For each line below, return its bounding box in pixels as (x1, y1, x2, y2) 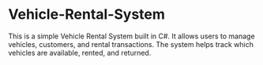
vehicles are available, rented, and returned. (8, 48, 152, 57)
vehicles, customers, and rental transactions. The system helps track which (8, 39, 254, 49)
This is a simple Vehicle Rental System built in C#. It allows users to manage (8, 31, 255, 41)
